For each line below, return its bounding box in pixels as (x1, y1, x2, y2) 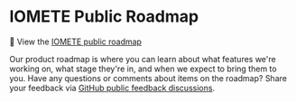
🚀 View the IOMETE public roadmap (9, 36, 143, 47)
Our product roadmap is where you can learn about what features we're (9, 53, 277, 64)
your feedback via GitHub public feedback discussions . (9, 82, 215, 93)
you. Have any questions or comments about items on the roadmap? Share (9, 72, 287, 83)
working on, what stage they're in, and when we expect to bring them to (9, 63, 277, 74)
